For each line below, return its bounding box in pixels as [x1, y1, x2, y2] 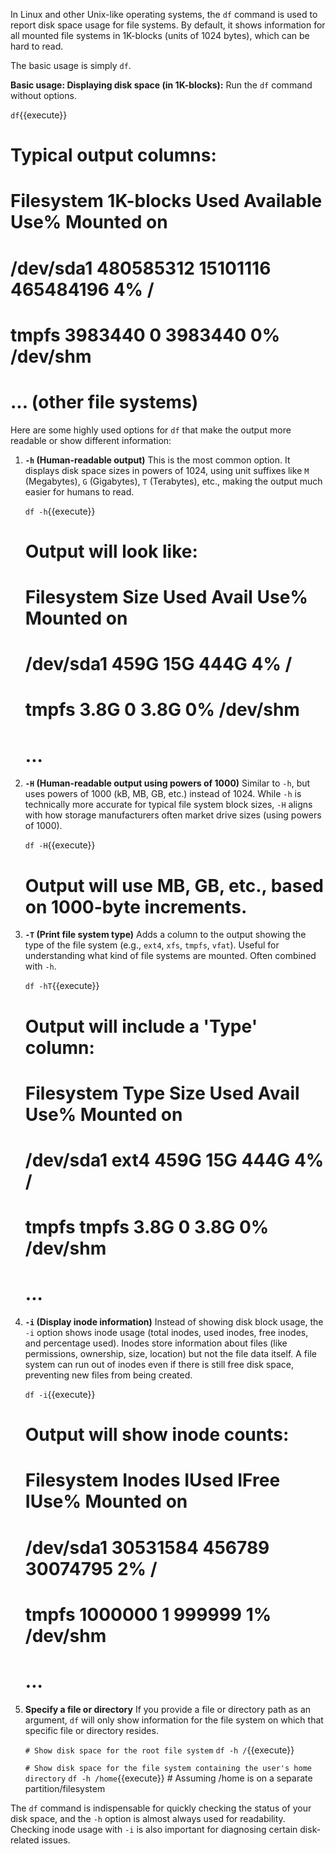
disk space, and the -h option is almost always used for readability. [10, 1812, 286, 1824]
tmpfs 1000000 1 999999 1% [24, 1603, 272, 1626]
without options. [10, 90, 77, 101]
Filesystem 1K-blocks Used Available [10, 190, 323, 213]
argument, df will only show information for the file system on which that [24, 1714, 324, 1726]
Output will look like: [24, 540, 198, 563]
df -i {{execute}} [24, 1389, 96, 1400]
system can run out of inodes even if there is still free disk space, [24, 1359, 294, 1370]
